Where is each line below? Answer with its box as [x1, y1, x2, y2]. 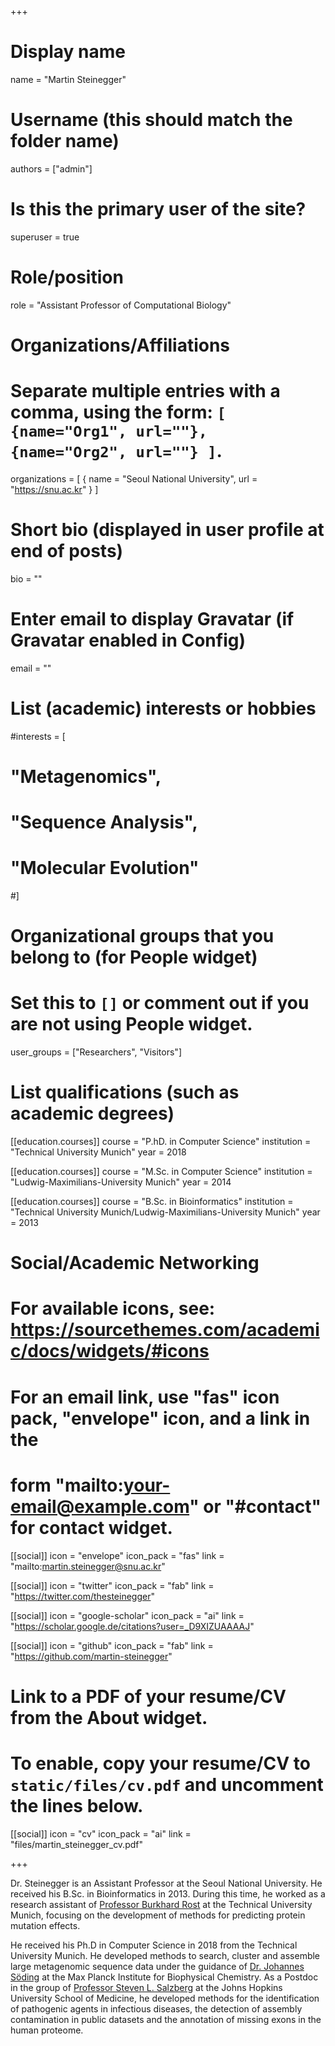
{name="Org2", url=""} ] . [10, 440, 223, 463]
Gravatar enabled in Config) [10, 629, 247, 651]
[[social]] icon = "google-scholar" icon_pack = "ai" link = [10, 1609, 245, 1621]
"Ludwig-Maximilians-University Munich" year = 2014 [10, 1176, 232, 1188]
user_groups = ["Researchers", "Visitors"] [10, 1046, 182, 1058]
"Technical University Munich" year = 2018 [10, 1146, 187, 1158]
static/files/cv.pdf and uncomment [10, 1773, 324, 1796]
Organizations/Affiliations [10, 334, 231, 356]
